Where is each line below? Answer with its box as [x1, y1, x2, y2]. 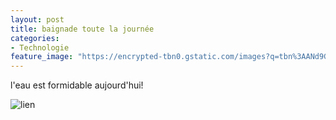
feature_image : [10, 52, 74, 62]
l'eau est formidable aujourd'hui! [10, 79, 144, 91]
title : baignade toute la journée [10, 24, 155, 34]
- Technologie [10, 42, 70, 53]
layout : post [10, 14, 65, 25]
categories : [10, 33, 60, 43]
